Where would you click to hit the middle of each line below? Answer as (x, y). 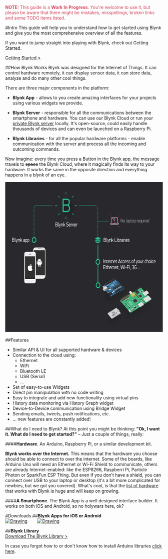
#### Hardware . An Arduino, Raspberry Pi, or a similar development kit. (79, 444)
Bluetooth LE (33, 371)
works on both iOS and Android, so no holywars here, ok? (64, 506)
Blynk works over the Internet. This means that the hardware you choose (81, 454)
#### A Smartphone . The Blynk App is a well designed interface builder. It (81, 501)
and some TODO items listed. (35, 18)
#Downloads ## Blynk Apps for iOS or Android (53, 516)
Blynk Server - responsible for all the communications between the (82, 113)
